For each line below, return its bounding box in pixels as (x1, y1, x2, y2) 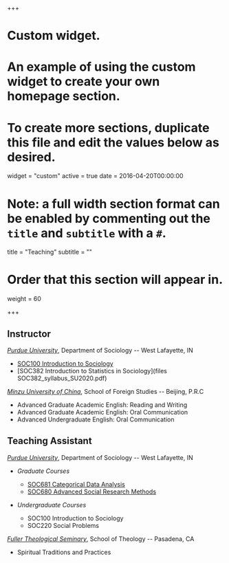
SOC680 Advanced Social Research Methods (27, 487, 157, 496)
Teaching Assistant (7, 435, 92, 447)
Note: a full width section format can (7, 196, 220, 212)
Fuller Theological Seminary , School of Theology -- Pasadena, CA (7, 534, 195, 543)
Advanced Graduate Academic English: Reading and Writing (17, 401, 188, 409)
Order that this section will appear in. (7, 272, 223, 287)
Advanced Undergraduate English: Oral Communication (17, 415, 175, 423)
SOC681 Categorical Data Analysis (27, 480, 125, 488)
